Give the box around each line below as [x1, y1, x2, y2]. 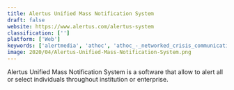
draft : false [7, 17, 45, 24]
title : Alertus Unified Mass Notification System [7, 10, 155, 17]
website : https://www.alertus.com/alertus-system [7, 23, 155, 30]
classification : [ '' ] [7, 29, 70, 37]
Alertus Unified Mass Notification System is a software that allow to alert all [7, 67, 224, 76]
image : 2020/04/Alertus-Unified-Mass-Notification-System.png [7, 49, 192, 56]
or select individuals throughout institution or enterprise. [7, 75, 169, 83]
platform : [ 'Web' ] [7, 36, 61, 43]
